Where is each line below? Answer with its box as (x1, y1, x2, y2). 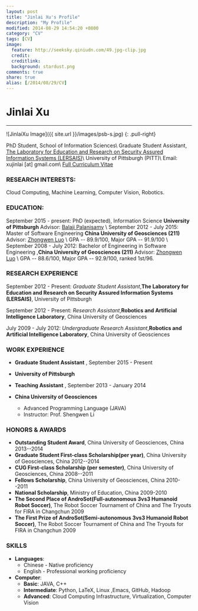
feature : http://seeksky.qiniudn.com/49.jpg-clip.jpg (11, 47, 146, 53)
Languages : (14, 555, 45, 562)
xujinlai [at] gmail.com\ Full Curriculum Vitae (6, 161, 114, 168)
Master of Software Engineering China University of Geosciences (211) (6, 230, 180, 237)
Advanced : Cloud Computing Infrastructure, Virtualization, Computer (23, 593, 192, 600)
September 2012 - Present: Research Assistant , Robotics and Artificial (6, 306, 177, 313)
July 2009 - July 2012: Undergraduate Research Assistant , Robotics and (6, 324, 182, 331)
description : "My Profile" (6, 19, 72, 25)
